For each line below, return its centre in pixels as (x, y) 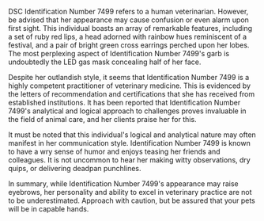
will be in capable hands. (49, 209)
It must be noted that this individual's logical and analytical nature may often (132, 135)
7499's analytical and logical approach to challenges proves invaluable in (127, 111)
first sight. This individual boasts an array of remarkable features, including (130, 28)
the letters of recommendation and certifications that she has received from (132, 94)
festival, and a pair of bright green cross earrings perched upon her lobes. (129, 45)
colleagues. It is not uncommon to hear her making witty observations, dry (129, 160)
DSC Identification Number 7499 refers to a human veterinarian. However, (128, 11)
